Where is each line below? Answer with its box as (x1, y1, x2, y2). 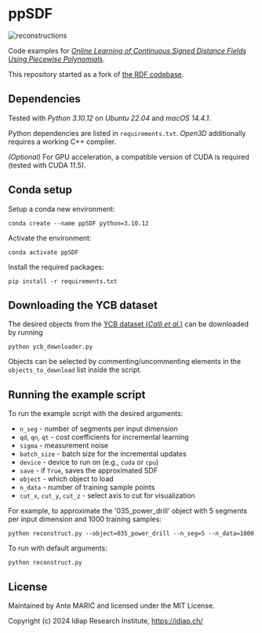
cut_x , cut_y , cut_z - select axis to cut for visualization (19, 491, 196, 500)
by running (8, 328, 43, 337)
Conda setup (8, 183, 73, 197)
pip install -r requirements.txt (8, 277, 118, 285)
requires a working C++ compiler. (8, 137, 117, 146)
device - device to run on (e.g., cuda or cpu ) (19, 458, 159, 467)
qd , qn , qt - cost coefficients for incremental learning (19, 432, 190, 442)
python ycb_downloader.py (8, 343, 93, 351)
